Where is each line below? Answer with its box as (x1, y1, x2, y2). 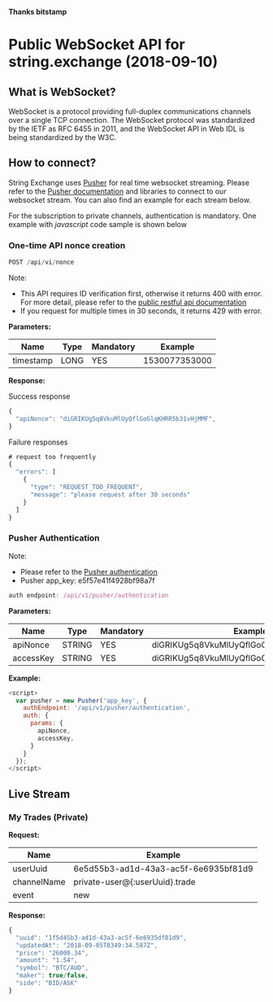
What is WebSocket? (8, 85, 116, 98)
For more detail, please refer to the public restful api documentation (19, 297, 247, 307)
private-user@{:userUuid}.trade (73, 876, 197, 887)
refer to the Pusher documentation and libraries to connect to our (8, 186, 227, 196)
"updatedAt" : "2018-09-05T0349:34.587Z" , (15, 941, 158, 949)
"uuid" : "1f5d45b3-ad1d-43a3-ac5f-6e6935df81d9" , (15, 934, 187, 942)
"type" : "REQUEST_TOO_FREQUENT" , (29, 483, 144, 492)
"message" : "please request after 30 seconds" (29, 490, 191, 499)
